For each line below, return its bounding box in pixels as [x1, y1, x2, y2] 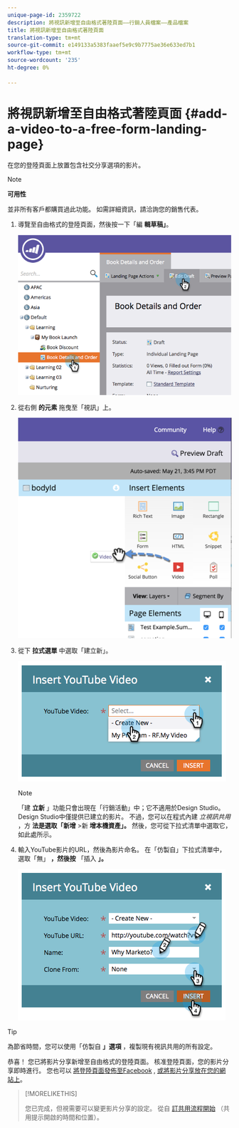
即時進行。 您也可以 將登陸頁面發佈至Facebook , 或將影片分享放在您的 [13, 1066, 220, 1075]
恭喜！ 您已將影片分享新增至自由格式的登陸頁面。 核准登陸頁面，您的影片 [7, 1057, 223, 1066]
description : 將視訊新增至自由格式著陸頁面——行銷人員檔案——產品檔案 [7, 19, 189, 26]
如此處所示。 [17, 830, 55, 839]
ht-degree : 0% [7, 64, 50, 71]
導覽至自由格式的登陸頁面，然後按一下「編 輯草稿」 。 [17, 219, 173, 228]
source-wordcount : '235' [7, 57, 81, 64]
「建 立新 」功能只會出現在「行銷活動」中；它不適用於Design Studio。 [17, 804, 225, 812]
